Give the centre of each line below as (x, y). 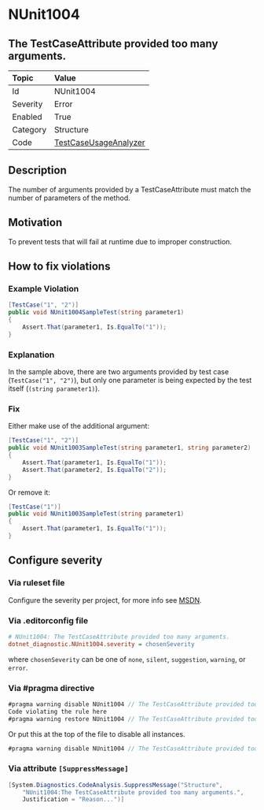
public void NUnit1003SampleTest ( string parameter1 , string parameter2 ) (130, 448)
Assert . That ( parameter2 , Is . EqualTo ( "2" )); (95, 470)
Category (29, 130)
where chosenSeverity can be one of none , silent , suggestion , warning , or (127, 659)
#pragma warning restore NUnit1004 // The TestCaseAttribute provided (126, 719)
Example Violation (44, 288)
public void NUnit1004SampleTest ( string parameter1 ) (96, 313)
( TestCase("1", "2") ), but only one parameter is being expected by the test (130, 380)
